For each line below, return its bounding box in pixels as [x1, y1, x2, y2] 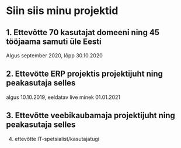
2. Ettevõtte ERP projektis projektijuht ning [6, 69, 163, 79]
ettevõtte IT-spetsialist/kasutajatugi [14, 135, 100, 142]
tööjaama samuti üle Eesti [6, 36, 102, 46]
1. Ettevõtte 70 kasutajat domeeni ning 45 [6, 27, 159, 37]
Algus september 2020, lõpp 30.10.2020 [6, 52, 103, 59]
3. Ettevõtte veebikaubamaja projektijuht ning [6, 111, 175, 121]
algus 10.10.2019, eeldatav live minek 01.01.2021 [6, 94, 121, 101]
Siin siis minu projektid [6, 4, 119, 18]
